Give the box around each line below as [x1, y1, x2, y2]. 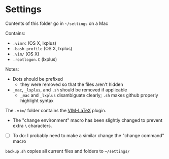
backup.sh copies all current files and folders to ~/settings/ [5, 148, 130, 154]
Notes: [5, 66, 19, 72]
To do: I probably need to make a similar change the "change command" [12, 132, 164, 138]
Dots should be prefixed [12, 76, 63, 82]
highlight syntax [20, 98, 54, 104]
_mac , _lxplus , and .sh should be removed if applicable [12, 86, 127, 92]
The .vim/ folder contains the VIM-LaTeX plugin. [5, 107, 107, 113]
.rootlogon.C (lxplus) [12, 56, 57, 62]
